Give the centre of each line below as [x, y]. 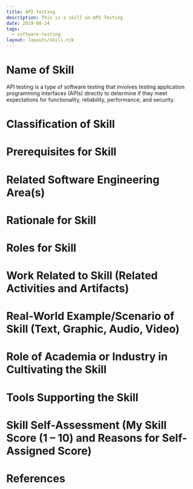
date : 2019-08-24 [28, 23]
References [36, 479]
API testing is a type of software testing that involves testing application [96, 87]
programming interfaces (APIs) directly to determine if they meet [87, 93]
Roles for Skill [41, 248]
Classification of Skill [61, 124]
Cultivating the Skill [57, 370]
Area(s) [26, 192]
